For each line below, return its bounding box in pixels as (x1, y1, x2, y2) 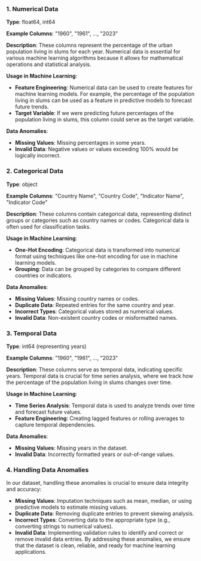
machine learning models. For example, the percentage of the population (14, 91, 195, 98)
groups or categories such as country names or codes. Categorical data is (6, 217, 190, 224)
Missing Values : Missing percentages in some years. (14, 139, 147, 146)
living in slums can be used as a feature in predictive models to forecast (14, 97, 193, 104)
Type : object (6, 181, 38, 188)
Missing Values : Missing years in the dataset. (14, 444, 128, 451)
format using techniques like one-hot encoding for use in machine (14, 253, 178, 260)
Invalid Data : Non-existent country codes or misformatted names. (14, 314, 178, 321)
